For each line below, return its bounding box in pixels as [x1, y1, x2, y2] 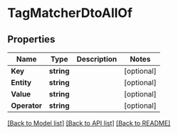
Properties [7, 33, 56, 45]
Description [76, 55, 117, 64]
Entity [11, 78, 32, 87]
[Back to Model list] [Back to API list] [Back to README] [7, 119, 171, 127]
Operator [11, 101, 43, 111]
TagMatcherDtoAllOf [7, 5, 133, 21]
